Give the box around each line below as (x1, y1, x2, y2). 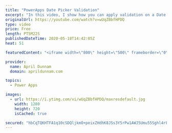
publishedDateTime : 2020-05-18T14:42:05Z (5, 36, 95, 41)
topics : (5, 78, 22, 83)
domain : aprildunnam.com (10, 69, 63, 74)
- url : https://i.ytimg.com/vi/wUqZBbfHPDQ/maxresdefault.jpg (10, 97, 145, 102)
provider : (5, 59, 27, 64)
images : (5, 92, 22, 97)
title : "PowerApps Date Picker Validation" (5, 7, 100, 13)
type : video (5, 21, 31, 27)
